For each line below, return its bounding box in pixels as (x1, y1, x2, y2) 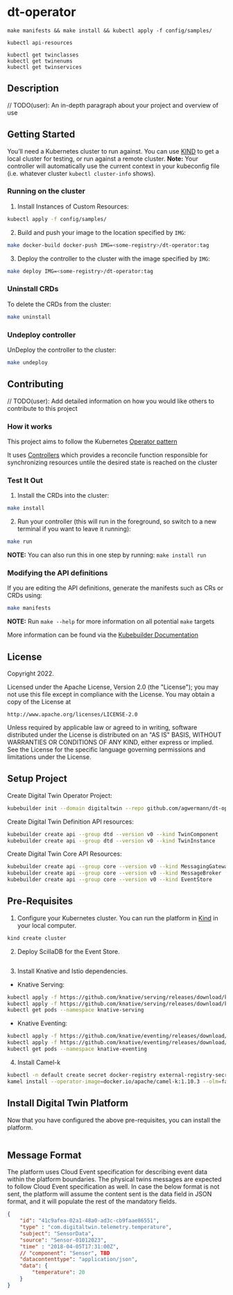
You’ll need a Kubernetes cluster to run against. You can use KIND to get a (7, 147, 220, 155)
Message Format (7, 1149, 82, 1161)
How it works (7, 421, 53, 431)
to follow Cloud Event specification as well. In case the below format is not (7, 1182, 220, 1191)
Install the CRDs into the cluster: (17, 491, 110, 500)
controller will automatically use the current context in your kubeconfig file (7, 161, 220, 170)
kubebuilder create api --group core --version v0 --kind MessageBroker (7, 870, 222, 877)
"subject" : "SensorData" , (19, 1230, 95, 1237)
